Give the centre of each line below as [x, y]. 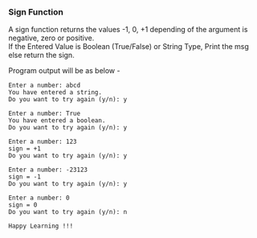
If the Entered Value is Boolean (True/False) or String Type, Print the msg [128, 47]
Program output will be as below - [64, 71]
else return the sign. [41, 55]
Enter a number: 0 [39, 198]
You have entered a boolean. [57, 121]
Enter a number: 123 [43, 142]
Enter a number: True [45, 114]
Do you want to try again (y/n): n [68, 212]
